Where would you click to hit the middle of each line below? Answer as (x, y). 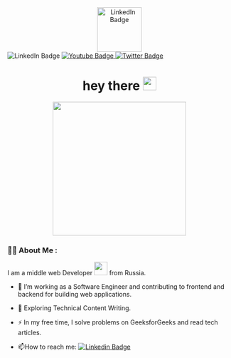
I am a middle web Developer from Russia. (77, 273)
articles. (29, 333)
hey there (112, 86)
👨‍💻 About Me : (33, 250)
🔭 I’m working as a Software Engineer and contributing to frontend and (121, 287)
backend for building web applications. (75, 295)
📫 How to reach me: (47, 347)
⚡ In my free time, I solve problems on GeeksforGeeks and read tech (118, 322)
